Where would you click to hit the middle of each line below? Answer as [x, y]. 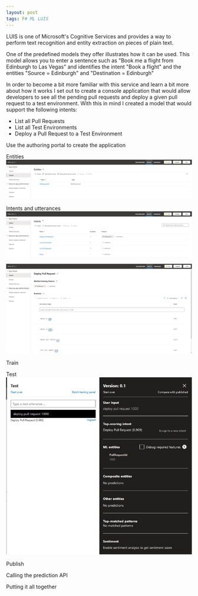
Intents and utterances [33, 208]
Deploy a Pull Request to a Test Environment [68, 134]
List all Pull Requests [39, 121]
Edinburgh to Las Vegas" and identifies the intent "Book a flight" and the [94, 67]
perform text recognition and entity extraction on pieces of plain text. [90, 43]
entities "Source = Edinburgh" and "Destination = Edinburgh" [80, 73]
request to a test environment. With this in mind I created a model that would [99, 103]
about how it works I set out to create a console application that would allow [98, 90]
